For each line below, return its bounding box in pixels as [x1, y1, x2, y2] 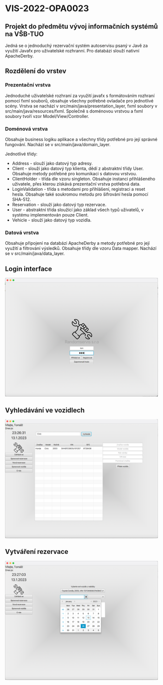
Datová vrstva [5, 229, 39, 236]
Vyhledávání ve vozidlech [5, 406, 85, 414]
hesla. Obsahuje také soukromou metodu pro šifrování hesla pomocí [12, 191, 148, 197]
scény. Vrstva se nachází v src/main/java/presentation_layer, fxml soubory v [5, 103, 158, 109]
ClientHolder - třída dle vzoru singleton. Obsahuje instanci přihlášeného [12, 176, 155, 182]
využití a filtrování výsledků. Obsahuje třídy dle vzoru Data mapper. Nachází [5, 246, 157, 251]
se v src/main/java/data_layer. [5, 251, 65, 256]
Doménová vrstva [5, 125, 48, 132]
